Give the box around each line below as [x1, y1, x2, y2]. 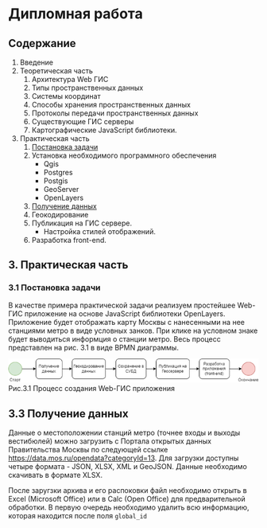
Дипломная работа [8, 5, 143, 23]
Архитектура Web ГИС [31, 75, 109, 84]
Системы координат [31, 92, 101, 100]
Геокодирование [31, 210, 89, 219]
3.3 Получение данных [8, 407, 129, 420]
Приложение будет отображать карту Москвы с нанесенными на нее [8, 317, 245, 327]
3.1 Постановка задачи [8, 282, 101, 293]
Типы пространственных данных [31, 83, 144, 92]
